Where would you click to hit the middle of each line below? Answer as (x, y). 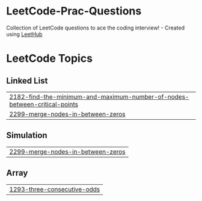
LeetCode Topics (50, 59)
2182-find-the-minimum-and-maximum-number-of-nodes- (99, 96)
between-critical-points (44, 104)
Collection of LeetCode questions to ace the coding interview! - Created (96, 28)
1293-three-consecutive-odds (55, 189)
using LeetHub (24, 34)
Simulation (27, 136)
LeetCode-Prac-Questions (74, 11)
